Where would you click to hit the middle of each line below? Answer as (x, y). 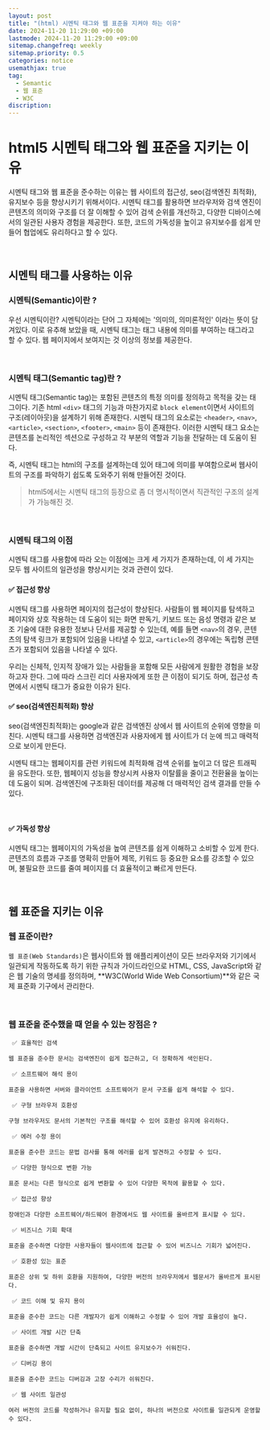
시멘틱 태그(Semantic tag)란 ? (65, 378)
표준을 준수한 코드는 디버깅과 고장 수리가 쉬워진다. (82, 1379)
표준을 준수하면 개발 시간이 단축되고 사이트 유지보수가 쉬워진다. (100, 1348)
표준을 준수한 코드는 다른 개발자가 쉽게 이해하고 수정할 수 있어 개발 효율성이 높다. (128, 1316)
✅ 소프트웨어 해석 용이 (45, 1074)
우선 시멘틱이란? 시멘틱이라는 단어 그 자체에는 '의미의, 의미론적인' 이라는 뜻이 (129, 320)
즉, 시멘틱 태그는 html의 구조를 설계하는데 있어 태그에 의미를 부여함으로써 (123, 465)
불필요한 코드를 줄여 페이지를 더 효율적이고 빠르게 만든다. (108, 868)
